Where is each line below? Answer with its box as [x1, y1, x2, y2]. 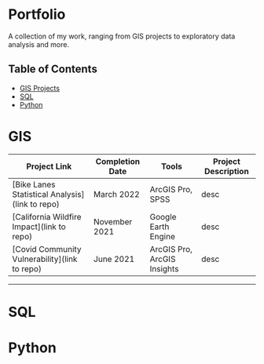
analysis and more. [8, 39, 69, 49]
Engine [149, 231, 175, 242]
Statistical [12, 188, 49, 199]
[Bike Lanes [12, 179, 56, 190]
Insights [149, 263, 179, 274]
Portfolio [8, 5, 66, 24]
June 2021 [93, 253, 135, 264]
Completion [95, 155, 141, 166]
